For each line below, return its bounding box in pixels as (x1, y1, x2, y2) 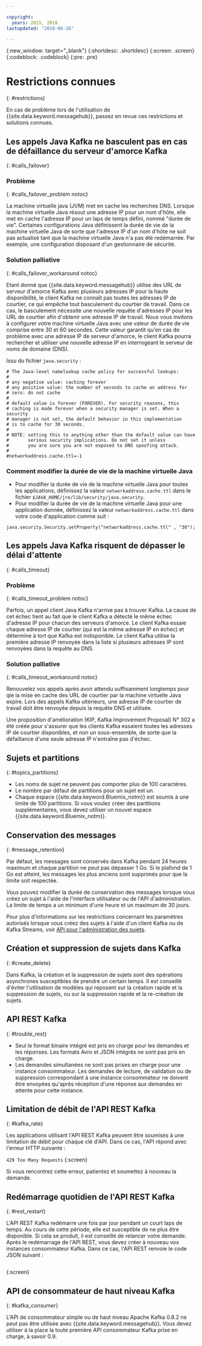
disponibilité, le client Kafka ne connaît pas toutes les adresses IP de (6, 294, 177, 301)
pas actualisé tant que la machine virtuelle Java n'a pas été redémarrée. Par (6, 234, 195, 242)
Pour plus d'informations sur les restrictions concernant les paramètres (6, 913, 183, 920)
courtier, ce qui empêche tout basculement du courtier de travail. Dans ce (6, 300, 190, 307)
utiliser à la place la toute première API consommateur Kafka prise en (6, 1327, 178, 1334)
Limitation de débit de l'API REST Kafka (6, 1104, 156, 1115)
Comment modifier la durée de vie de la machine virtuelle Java (6, 467, 193, 475)
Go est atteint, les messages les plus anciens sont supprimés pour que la (6, 870, 188, 878)
